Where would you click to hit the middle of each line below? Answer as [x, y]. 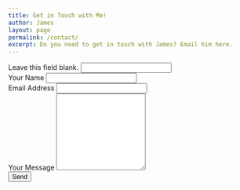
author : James [31, 23]
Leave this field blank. [44, 68]
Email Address [31, 88]
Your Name [26, 78]
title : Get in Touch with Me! [58, 15]
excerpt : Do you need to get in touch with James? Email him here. [121, 45]
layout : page [29, 30]
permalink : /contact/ [44, 37]
